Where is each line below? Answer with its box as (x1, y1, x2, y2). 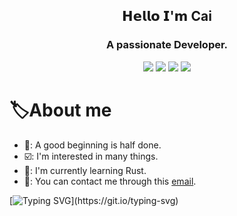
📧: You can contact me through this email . (23, 175, 197, 187)
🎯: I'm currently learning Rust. (23, 164, 147, 176)
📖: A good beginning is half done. (23, 139, 162, 151)
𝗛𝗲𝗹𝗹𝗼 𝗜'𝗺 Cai (122, 8, 212, 25)
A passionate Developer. (105, 38, 229, 52)
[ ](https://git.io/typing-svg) (9, 194, 179, 206)
